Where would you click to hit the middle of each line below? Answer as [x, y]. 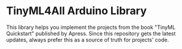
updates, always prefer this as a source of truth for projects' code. [87, 40]
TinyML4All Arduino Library [77, 11]
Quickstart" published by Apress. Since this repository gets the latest [91, 33]
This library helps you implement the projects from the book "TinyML [91, 27]
